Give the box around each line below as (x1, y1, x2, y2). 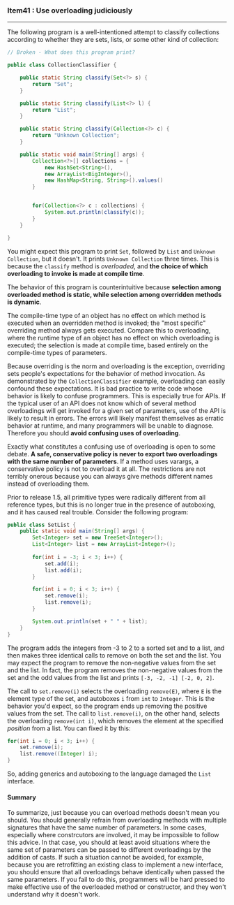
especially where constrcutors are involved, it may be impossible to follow (7, 831, 219, 839)
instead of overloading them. (7, 479, 90, 488)
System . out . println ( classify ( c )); (44, 209, 145, 216)
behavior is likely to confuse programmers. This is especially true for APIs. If (7, 391, 226, 400)
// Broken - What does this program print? (7, 49, 136, 56)
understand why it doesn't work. (7, 890, 100, 899)
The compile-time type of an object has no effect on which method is (7, 311, 206, 319)
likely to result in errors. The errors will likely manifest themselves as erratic (7, 414, 224, 422)
